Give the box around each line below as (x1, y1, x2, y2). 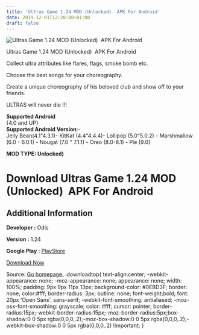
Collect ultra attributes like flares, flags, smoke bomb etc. (6, 60, 148, 67)
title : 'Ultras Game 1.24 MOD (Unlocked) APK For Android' (6, 8, 161, 15)
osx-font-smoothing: (6, 302, 58, 310)
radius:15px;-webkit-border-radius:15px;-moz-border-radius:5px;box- (6, 309, 180, 316)
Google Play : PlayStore (6, 248, 65, 255)
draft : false (6, 20, 39, 26)
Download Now (6, 259, 45, 266)
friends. (6, 90, 26, 97)
